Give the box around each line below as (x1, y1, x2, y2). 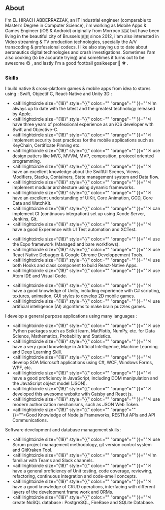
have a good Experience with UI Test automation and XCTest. (12, 227, 137, 232)
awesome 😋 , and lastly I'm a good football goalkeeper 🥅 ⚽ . (5, 60, 129, 66)
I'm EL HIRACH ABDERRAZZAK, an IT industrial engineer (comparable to (5, 17, 152, 23)
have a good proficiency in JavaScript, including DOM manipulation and (12, 375, 158, 381)
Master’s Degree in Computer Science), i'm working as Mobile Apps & (5, 22, 147, 28)
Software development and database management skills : (5, 427, 122, 433)
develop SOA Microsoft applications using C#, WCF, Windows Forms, (12, 360, 154, 366)
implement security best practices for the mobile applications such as (12, 137, 154, 143)
